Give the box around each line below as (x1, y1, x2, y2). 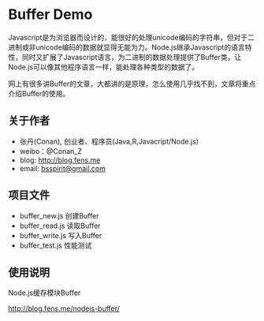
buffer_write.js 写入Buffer (19, 230, 102, 240)
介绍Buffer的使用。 (8, 88, 70, 98)
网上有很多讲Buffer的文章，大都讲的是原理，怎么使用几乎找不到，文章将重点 (8, 79, 256, 88)
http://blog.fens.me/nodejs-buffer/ (8, 304, 121, 313)
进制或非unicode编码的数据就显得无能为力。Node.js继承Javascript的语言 (8, 42, 246, 52)
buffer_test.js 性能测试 (19, 241, 92, 250)
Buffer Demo (8, 6, 93, 24)
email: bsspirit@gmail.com (19, 163, 106, 173)
